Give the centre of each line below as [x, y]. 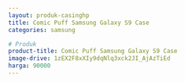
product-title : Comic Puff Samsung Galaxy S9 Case [93, 52]
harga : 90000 [30, 66]
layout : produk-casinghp [49, 15]
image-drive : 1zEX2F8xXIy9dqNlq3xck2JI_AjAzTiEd [89, 59]
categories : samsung [42, 30]
